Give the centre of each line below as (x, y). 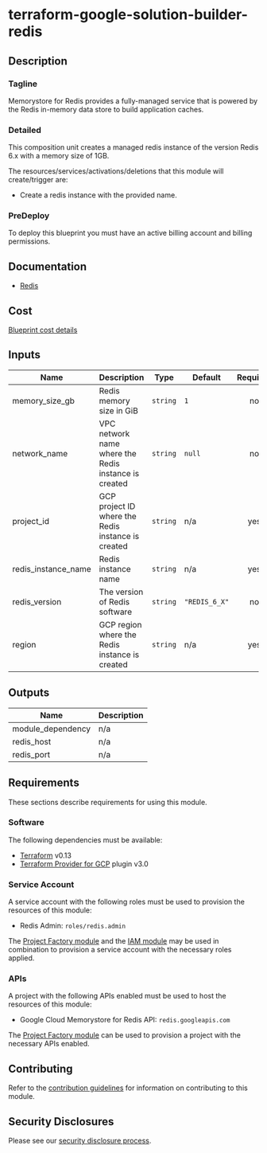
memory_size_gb (44, 401)
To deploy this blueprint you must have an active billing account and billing (130, 233)
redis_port (31, 754)
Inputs (25, 355)
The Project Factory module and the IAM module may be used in (114, 941)
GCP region (120, 624)
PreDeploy (29, 216)
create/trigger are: (38, 180)
